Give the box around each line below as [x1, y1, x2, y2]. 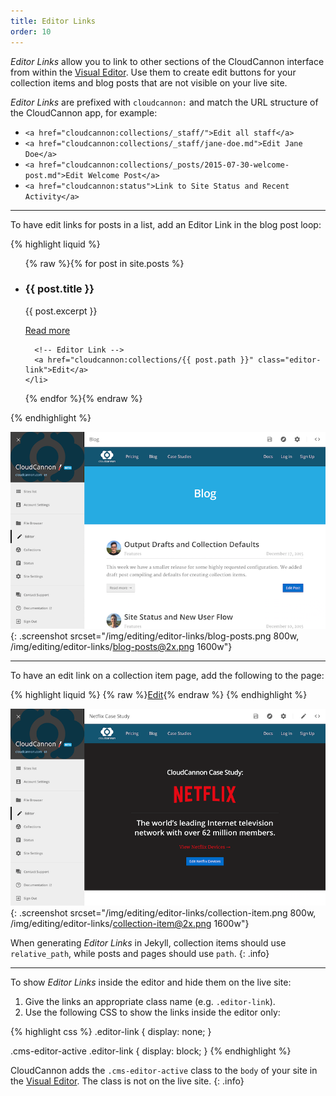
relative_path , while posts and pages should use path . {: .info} [10, 947, 270, 959]
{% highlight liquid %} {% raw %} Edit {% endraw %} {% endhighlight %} [10, 688, 308, 700]
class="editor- [258, 355, 322, 365]
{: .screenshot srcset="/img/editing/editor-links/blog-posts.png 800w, [10, 630, 300, 642]
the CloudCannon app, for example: [10, 106, 158, 119]
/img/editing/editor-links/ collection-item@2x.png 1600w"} [10, 917, 250, 929]
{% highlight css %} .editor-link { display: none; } [10, 1025, 212, 1037]
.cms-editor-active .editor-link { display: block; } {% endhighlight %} [10, 1045, 292, 1057]
